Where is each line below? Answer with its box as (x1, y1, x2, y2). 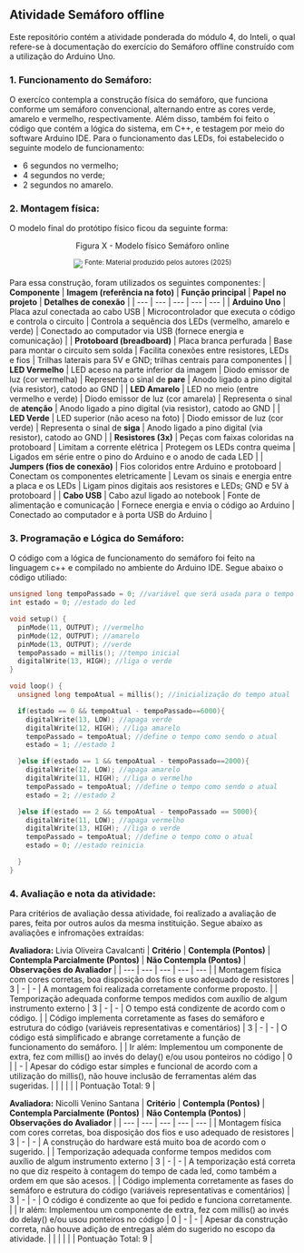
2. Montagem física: (9, 202, 100, 215)
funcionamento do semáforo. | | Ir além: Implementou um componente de (9, 1042, 284, 1053)
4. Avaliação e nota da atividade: (9, 887, 156, 900)
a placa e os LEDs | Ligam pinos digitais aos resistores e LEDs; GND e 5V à (9, 480, 289, 491)
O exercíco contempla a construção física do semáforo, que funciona (9, 95, 269, 106)
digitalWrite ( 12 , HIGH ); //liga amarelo (25, 723, 181, 733)
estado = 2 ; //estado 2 (25, 791, 116, 800)
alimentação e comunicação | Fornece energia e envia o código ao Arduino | (9, 500, 295, 510)
